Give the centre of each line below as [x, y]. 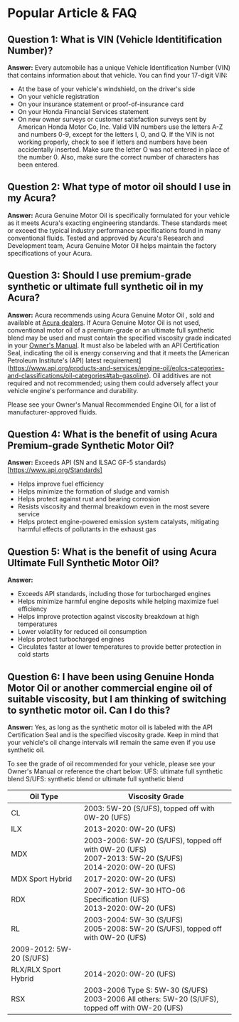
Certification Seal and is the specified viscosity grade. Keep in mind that [113, 735]
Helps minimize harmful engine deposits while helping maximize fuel [118, 601]
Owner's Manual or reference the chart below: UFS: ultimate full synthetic [115, 771]
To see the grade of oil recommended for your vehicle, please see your [111, 764]
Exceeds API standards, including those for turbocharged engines [114, 594]
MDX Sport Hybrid [42, 879]
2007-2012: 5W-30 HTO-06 [134, 890]
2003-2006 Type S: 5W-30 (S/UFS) [146, 990]
